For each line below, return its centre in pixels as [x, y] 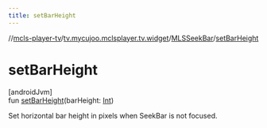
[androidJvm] [31, 92]
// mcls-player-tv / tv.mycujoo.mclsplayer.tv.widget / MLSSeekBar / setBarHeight [133, 38]
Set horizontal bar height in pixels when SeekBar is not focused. [113, 115]
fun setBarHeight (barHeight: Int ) [61, 100]
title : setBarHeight [43, 15]
